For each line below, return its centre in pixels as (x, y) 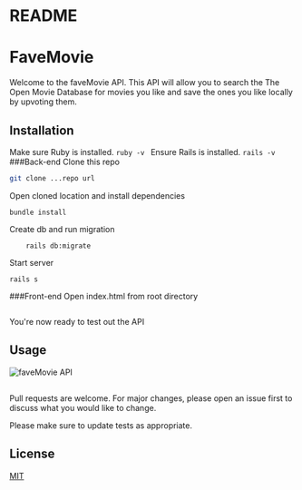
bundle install (38, 212)
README (44, 16)
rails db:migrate (58, 246)
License (32, 454)
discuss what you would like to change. (83, 408)
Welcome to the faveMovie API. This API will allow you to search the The (145, 83)
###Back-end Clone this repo (65, 162)
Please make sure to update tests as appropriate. (101, 426)
